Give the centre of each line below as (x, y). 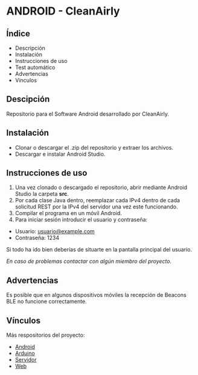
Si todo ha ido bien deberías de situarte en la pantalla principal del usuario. (99, 250)
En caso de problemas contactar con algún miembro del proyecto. (89, 261)
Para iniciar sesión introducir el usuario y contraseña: (81, 220)
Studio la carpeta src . (42, 194)
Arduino (25, 353)
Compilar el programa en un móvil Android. (69, 213)
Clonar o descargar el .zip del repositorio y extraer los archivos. (94, 147)
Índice (18, 34)
